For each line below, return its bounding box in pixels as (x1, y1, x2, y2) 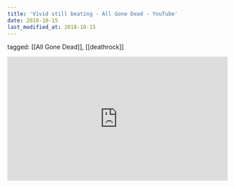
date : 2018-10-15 (7, 17, 58, 24)
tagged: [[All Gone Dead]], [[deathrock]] (7, 43, 125, 52)
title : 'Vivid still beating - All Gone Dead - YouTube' (7, 10, 178, 18)
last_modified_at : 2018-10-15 (7, 23, 97, 30)
